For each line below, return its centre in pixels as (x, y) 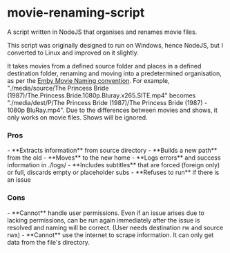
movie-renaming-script (76, 13)
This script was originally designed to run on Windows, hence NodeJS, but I (115, 45)
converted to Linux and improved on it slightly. (73, 53)
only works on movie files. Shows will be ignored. (77, 117)
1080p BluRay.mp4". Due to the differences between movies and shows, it (112, 110)
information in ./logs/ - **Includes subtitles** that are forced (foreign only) (114, 165)
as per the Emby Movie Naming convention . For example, (89, 80)
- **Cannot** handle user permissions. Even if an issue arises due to (106, 213)
